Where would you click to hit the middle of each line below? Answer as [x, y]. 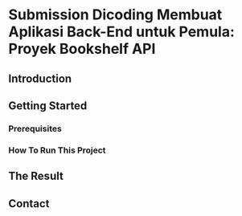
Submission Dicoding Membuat [115, 15]
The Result [36, 176]
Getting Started [48, 106]
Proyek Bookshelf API [82, 49]
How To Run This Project [57, 150]
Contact [29, 204]
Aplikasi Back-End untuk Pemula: [122, 32]
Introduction [40, 78]
